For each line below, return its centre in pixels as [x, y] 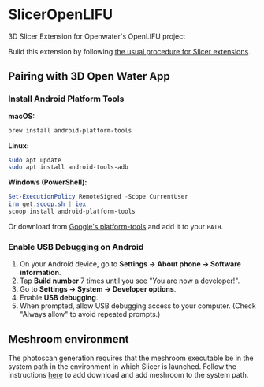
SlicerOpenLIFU [61, 15]
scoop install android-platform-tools [72, 211]
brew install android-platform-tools [70, 130]
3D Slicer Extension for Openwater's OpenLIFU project [97, 36]
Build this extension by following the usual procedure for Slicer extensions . [129, 51]
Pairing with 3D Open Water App [89, 76]
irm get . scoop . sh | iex [47, 204]
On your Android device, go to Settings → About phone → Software [130, 264]
